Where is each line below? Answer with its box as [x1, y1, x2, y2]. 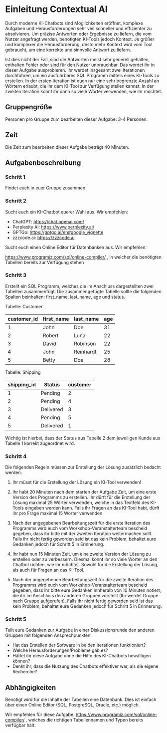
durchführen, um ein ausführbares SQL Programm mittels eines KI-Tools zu [5, 72, 160, 78]
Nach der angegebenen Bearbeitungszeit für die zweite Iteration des [12, 577, 154, 583]
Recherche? [12, 669, 37, 675]
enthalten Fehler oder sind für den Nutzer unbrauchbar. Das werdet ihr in [5, 62, 155, 68]
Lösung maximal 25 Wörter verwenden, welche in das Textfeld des [12, 500, 150, 506]
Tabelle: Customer [5, 303, 43, 309]
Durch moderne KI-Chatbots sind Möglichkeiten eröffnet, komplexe [5, 20, 143, 26]
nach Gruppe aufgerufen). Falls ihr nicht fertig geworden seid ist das [12, 598, 153, 604]
